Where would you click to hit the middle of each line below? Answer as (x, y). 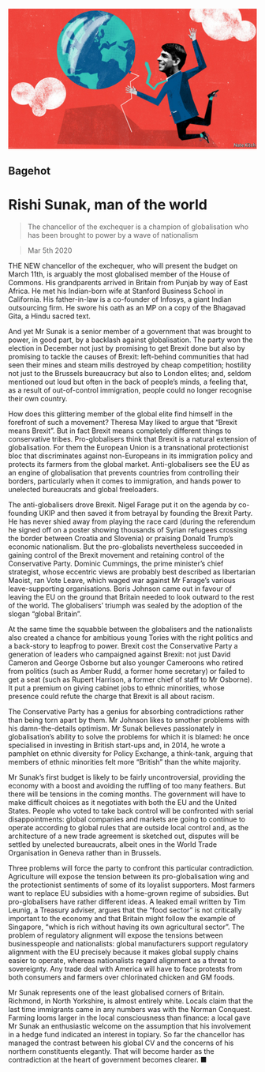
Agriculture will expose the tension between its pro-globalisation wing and (129, 876)
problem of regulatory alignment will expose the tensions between (116, 935)
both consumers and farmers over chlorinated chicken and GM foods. (121, 977)
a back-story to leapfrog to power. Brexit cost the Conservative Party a (123, 645)
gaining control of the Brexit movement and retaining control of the (116, 555)
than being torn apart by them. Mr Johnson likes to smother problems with (129, 720)
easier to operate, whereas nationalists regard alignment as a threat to (122, 960)
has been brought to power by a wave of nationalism (113, 235)
